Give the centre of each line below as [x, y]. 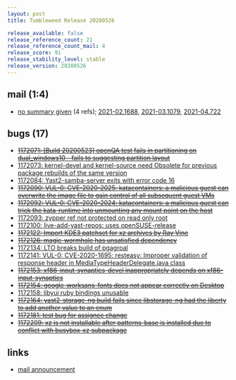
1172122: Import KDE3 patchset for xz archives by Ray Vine [103, 233]
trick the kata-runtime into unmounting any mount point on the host [115, 210]
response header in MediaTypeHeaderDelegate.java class [101, 263]
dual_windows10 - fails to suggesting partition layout [94, 158]
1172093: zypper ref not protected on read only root [92, 218]
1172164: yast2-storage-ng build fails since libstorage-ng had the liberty [122, 300]
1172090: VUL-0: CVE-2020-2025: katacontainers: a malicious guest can [123, 188]
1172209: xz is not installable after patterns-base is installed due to [114, 323]
